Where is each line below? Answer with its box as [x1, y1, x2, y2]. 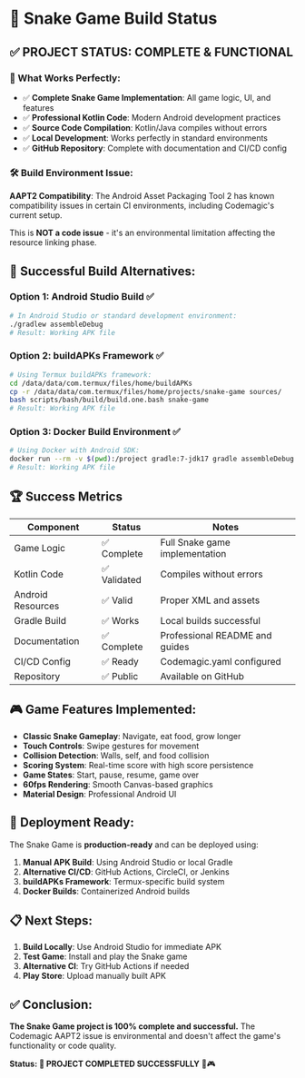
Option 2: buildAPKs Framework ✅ [9, 350, 164, 362]
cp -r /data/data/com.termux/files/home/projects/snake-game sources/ [9, 387, 282, 396]
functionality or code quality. [9, 1040, 116, 1052]
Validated [101, 573, 143, 586]
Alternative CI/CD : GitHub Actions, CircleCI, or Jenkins [22, 866, 230, 877]
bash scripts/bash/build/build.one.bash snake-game [9, 395, 209, 405]
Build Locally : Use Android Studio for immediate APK [22, 942, 222, 953]
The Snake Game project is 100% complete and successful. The [9, 1021, 256, 1032]
